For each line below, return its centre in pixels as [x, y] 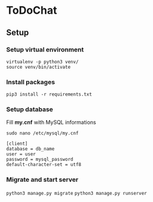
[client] [17, 144]
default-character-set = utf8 [44, 165]
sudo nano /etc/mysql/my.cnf [42, 133]
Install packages [31, 82]
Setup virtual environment [45, 50]
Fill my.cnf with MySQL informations [51, 123]
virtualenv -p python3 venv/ [42, 62]
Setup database [30, 109]
